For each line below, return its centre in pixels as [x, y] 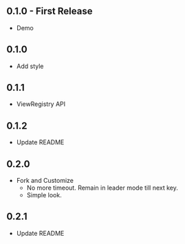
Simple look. [44, 195]
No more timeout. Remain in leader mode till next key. [102, 188]
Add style [30, 66]
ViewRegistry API [41, 104]
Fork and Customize [45, 181]
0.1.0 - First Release [50, 11]
